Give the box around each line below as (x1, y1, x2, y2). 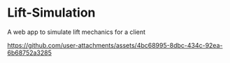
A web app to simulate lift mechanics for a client (7, 28, 145, 36)
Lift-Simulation (7, 5, 96, 21)
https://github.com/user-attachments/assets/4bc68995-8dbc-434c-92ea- (7, 41, 223, 49)
